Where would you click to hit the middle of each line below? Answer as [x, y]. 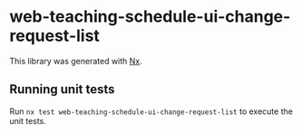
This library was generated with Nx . [76, 61]
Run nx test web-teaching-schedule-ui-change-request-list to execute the [151, 111]
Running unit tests [62, 89]
